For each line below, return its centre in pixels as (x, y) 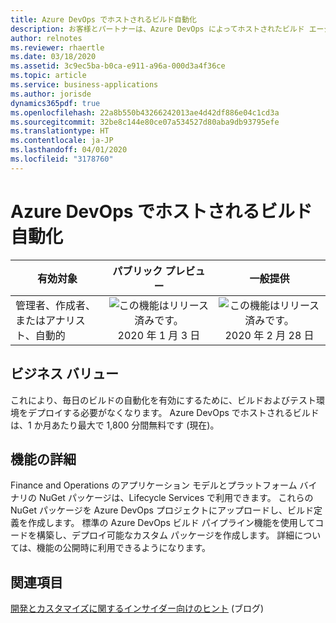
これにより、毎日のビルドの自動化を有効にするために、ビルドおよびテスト (163, 400)
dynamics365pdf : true (55, 103)
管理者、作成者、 (56, 305)
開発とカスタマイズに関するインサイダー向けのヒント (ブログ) (137, 608)
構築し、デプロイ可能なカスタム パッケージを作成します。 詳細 (165, 535)
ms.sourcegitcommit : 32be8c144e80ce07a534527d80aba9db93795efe (145, 122)
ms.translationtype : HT (60, 131)
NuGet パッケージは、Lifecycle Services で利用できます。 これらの (176, 498)
